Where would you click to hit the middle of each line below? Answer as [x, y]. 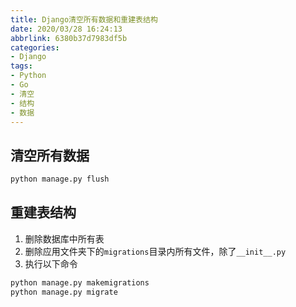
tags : [21, 66]
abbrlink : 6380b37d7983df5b [69, 38]
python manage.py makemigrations [80, 282]
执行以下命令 [51, 263]
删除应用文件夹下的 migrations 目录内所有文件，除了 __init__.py [155, 251]
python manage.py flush [60, 179]
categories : [35, 47]
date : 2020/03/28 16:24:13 [66, 29]
